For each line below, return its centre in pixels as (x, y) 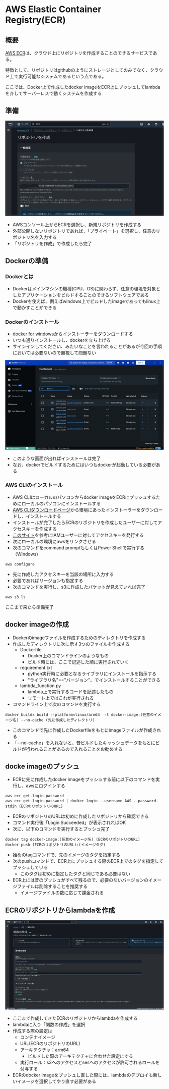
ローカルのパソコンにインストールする (61, 503)
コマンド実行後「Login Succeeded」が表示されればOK (69, 823)
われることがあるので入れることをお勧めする (76, 749)
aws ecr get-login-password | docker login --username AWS (68, 801)
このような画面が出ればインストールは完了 (57, 458)
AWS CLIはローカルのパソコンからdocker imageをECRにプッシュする (84, 497)
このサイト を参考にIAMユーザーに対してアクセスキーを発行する (78, 535)
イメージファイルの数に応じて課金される (62, 893)
